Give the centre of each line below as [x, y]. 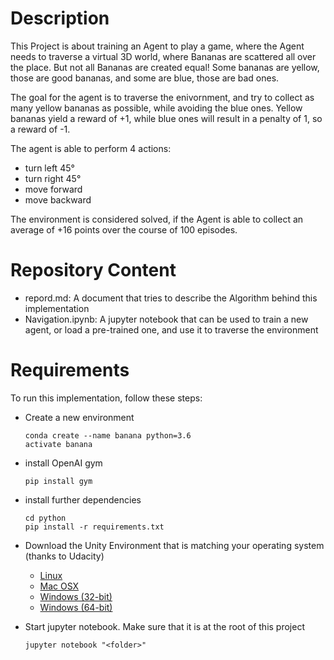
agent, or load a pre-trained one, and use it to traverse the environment [171, 329]
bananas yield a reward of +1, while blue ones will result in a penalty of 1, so [166, 118]
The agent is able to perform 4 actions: [91, 148]
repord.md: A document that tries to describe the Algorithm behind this [171, 298]
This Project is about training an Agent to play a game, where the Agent [157, 46]
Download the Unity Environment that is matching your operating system [174, 545]
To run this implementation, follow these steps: [106, 398]
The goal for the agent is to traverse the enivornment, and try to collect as [162, 97]
